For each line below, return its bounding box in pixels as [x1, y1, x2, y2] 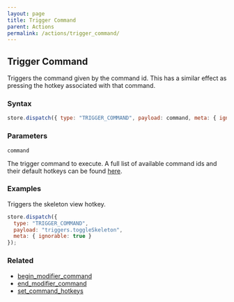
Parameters [7, 131, 47, 141]
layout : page [7, 10, 45, 17]
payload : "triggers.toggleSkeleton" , [13, 226, 123, 234]
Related [7, 256, 34, 266]
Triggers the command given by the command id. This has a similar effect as [7, 74, 227, 82]
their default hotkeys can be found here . [7, 167, 123, 175]
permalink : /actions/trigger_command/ [7, 29, 120, 37]
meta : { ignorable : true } [13, 233, 92, 240]
